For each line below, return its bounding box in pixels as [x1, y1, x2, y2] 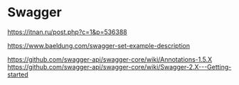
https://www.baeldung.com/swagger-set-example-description [7, 41, 191, 50]
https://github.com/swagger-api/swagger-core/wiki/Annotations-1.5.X [7, 55, 213, 64]
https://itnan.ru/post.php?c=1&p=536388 [7, 28, 128, 36]
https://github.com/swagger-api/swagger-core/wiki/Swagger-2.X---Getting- [7, 62, 232, 71]
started [7, 70, 28, 79]
